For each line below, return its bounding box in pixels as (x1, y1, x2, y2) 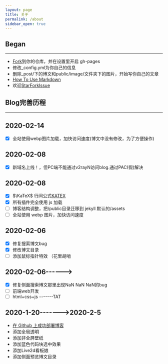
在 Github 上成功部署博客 (12, 322, 64, 328)
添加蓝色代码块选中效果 (12, 341, 61, 347)
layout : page (5, 7, 32, 12)
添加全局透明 (12, 328, 39, 334)
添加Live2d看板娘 (12, 347, 48, 353)
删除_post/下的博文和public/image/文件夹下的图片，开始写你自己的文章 (12, 71, 159, 77)
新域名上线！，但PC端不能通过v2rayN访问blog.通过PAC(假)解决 (12, 164, 143, 170)
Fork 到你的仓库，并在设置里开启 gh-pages (12, 58, 100, 64)
